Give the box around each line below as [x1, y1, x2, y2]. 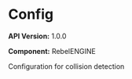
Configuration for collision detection [8, 61, 125, 71]
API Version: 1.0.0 [8, 31, 67, 41]
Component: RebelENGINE [8, 46, 96, 56]
